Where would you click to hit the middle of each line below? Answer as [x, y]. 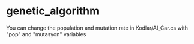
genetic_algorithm [53, 11]
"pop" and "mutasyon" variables [46, 34]
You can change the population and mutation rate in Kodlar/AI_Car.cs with [97, 28]
